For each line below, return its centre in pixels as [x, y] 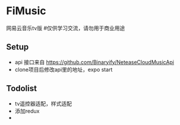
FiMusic [26, 11]
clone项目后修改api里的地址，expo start [64, 69]
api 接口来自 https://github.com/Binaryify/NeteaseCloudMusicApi [94, 62]
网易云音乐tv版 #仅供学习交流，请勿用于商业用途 [66, 28]
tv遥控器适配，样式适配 [43, 103]
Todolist [22, 89]
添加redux [27, 111]
